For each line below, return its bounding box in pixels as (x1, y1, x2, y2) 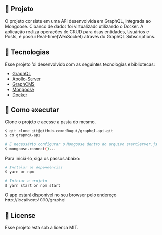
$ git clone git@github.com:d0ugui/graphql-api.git (5, 129, 113, 134)
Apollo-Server (12, 76, 41, 82)
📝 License (5, 211, 36, 220)
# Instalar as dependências (5, 165, 63, 170)
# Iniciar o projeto (5, 178, 48, 183)
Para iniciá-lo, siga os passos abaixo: (5, 155, 80, 161)
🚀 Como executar (5, 106, 59, 114)
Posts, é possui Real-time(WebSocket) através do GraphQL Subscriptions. (5, 34, 156, 39)
